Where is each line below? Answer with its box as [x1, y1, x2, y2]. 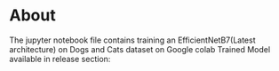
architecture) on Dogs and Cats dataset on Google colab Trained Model [9, 43, 271, 54]
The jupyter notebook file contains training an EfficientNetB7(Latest [9, 35, 256, 45]
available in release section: [9, 53, 111, 64]
